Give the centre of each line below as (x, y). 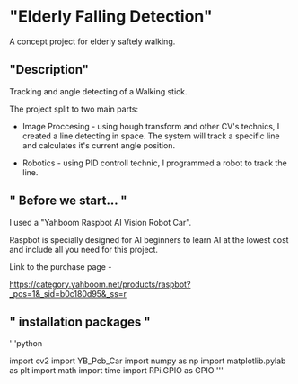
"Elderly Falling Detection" (111, 17)
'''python (26, 344)
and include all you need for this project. (84, 249)
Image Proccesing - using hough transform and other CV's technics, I (151, 126)
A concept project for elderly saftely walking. (92, 41)
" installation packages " (80, 321)
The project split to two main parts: (74, 109)
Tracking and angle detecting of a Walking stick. (98, 91)
